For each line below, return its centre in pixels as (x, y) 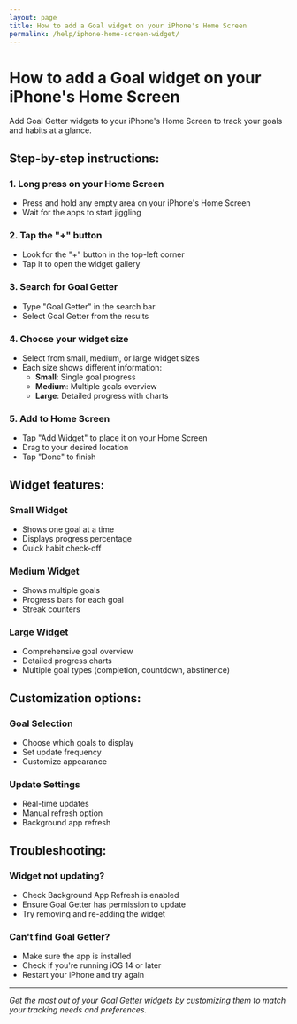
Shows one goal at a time (68, 529)
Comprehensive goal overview (77, 652)
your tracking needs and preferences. (78, 1010)
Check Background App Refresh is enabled (100, 895)
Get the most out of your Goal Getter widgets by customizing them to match (147, 1001)
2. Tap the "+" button (56, 235)
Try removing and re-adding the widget (94, 914)
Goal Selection (41, 723)
